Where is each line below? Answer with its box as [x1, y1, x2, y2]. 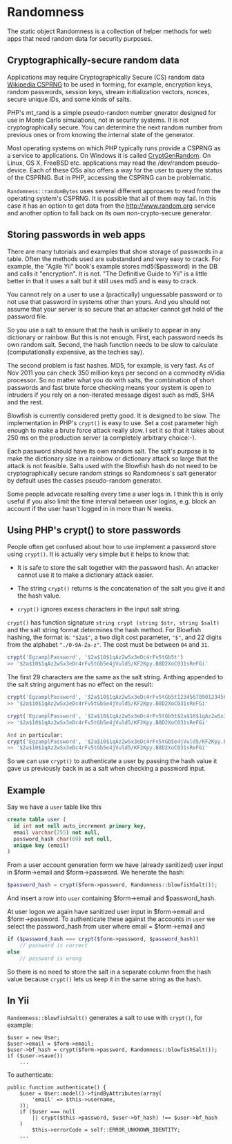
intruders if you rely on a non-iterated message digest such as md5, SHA [7, 391, 215, 399]
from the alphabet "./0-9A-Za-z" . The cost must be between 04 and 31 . [7, 641, 209, 649]
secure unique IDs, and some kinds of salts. [7, 95, 132, 103]
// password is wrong [19, 955, 81, 962]
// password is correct [19, 942, 88, 949]
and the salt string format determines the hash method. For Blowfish [7, 626, 202, 634]
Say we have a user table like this [7, 803, 102, 811]
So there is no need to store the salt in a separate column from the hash [7, 967, 211, 976]
